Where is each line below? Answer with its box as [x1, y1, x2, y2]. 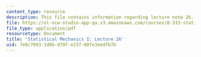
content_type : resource [6, 8, 66, 15]
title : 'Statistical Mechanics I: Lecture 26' [6, 36, 124, 42]
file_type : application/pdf [6, 25, 77, 31]
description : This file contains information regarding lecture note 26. [6, 14, 194, 20]
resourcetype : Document [6, 31, 66, 37]
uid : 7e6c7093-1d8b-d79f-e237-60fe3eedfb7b [6, 42, 117, 48]
